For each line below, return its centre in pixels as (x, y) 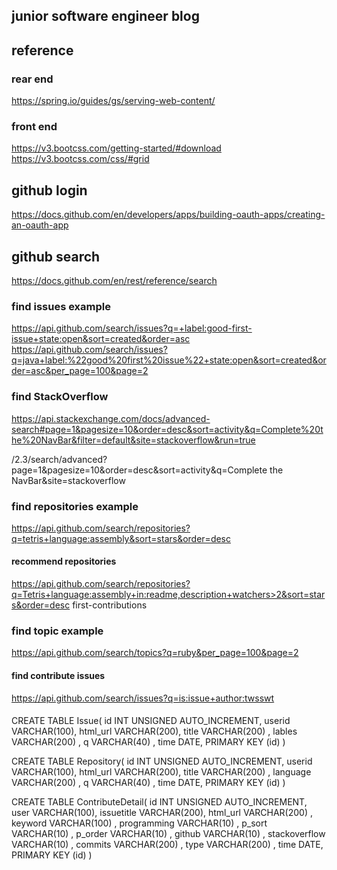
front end (34, 126)
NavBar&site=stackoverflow (68, 480)
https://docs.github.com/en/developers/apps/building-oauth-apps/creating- (168, 215)
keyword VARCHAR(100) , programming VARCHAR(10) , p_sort (139, 823)
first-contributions (110, 605)
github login (49, 190)
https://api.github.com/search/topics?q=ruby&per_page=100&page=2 (155, 653)
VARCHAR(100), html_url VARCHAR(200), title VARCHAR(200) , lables (154, 731)
